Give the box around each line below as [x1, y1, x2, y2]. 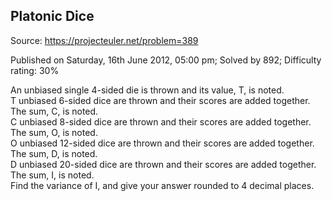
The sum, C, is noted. [10, 105, 99, 117]
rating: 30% [10, 64, 60, 76]
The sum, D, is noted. [10, 147, 98, 159]
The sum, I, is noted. [10, 169, 95, 181]
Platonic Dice [10, 8, 95, 25]
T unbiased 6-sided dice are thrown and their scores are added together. [10, 94, 311, 106]
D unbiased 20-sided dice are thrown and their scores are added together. [10, 158, 317, 170]
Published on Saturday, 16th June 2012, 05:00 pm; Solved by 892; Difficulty [10, 54, 322, 66]
